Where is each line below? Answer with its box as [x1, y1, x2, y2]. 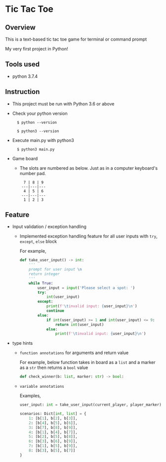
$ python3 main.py [17, 147, 55, 152]
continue [46, 308, 64, 314]
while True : [29, 280, 53, 285]
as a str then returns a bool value [19, 365, 88, 370]
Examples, [19, 393, 41, 399]
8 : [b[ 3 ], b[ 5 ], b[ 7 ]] [29, 448, 76, 453]
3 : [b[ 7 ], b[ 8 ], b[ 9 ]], [29, 425, 78, 430]
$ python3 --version [17, 129, 59, 134]
